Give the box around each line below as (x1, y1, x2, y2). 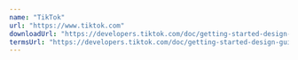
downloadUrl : (9, 29, 58, 38)
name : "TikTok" (9, 12, 66, 22)
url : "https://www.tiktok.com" (9, 21, 125, 30)
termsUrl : (9, 37, 46, 47)
